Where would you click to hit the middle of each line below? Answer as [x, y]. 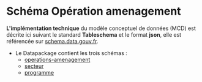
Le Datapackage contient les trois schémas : [71, 53]
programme [39, 72]
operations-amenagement [57, 59]
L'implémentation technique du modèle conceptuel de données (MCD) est [101, 28]
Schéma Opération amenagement [94, 11]
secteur [34, 66]
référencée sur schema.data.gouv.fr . [52, 41]
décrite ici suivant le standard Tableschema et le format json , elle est [94, 34]
